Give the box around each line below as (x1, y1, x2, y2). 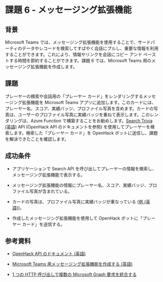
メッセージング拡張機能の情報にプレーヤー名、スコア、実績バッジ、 (12, 182, 149, 188)
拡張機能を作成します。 (30, 64, 78, 69)
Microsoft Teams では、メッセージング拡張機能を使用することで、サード (5, 40, 151, 45)
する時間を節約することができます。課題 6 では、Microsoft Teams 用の (9, 58, 152, 64)
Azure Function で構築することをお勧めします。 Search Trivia (30, 118, 153, 124)
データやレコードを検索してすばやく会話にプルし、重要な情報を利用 (21, 45, 159, 51)
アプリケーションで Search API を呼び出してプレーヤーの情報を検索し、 (12, 166, 157, 172)
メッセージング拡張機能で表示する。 (12, 172, 85, 177)
